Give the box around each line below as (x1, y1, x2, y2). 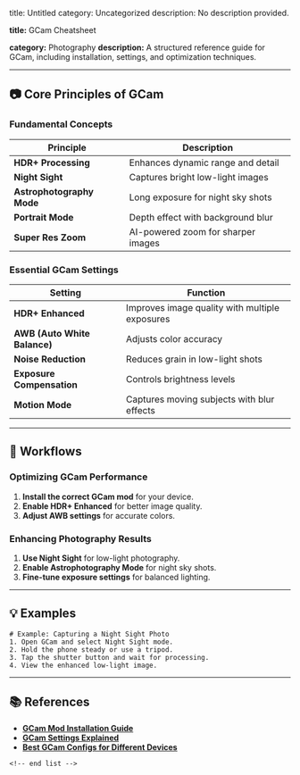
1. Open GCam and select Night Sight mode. (9, 637, 174, 646)
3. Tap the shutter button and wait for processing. (9, 653, 210, 662)
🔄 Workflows (9, 444, 82, 459)
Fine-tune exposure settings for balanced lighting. (21, 571, 211, 582)
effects (126, 404, 156, 416)
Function (187, 286, 226, 298)
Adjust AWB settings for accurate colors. (21, 510, 176, 521)
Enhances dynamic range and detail (129, 156, 279, 169)
